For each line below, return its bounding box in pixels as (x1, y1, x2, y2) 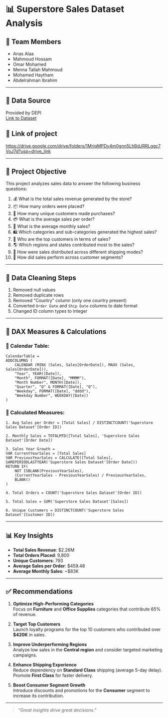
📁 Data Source (5, 97, 51, 105)
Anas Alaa (12, 51, 34, 57)
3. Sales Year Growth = (5, 447, 55, 452)
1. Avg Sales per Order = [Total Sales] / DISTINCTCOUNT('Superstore (5, 420, 154, 425)
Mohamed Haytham (12, 72, 54, 78)
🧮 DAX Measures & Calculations (5, 327, 107, 336)
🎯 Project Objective (5, 168, 67, 176)
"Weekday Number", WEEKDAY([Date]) (14, 393, 89, 398)
